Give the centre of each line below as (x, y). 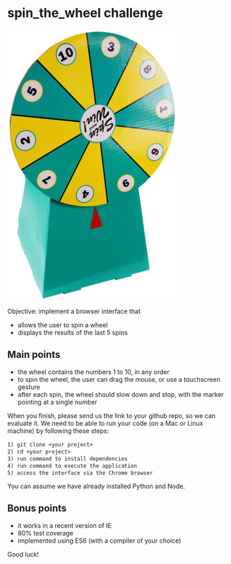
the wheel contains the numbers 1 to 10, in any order (93, 372)
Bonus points (37, 508)
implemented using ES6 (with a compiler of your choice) (99, 541)
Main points (34, 355)
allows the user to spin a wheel (63, 325)
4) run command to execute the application (72, 466)
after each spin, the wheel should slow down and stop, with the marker (120, 394)
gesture (29, 387)
